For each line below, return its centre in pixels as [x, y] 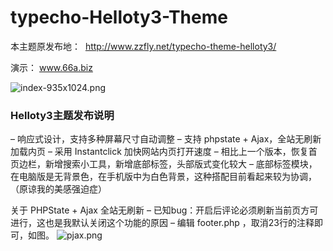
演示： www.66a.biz [51, 67]
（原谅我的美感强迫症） [58, 189]
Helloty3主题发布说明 [62, 115]
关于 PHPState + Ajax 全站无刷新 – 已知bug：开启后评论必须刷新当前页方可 [164, 210]
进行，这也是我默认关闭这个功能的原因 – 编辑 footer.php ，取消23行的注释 [162, 223]
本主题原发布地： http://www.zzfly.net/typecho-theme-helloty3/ [143, 46]
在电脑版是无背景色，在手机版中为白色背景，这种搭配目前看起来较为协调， [163, 177]
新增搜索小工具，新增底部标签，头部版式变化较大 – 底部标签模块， [181, 164]
